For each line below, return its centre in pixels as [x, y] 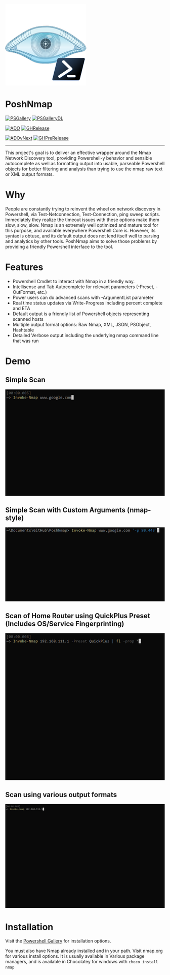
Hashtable [23, 330]
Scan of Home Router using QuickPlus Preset [78, 616]
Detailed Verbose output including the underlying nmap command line [86, 335]
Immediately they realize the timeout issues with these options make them [82, 220]
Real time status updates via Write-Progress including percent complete [88, 303]
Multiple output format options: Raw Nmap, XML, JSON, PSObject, [82, 324]
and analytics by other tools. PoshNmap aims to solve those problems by [81, 241]
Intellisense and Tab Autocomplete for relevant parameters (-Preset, [83, 287]
